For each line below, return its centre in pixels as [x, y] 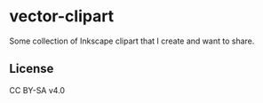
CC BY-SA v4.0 [37, 90]
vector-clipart [62, 16]
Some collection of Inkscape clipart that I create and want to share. [132, 41]
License [32, 69]
